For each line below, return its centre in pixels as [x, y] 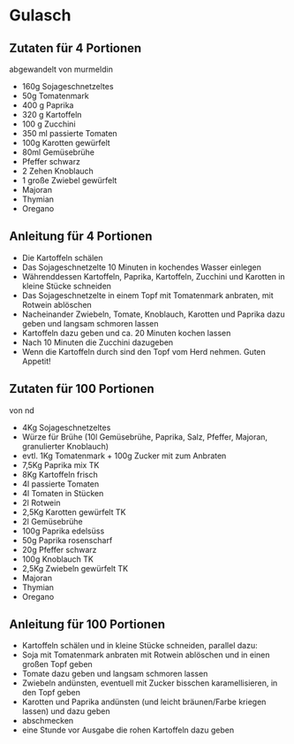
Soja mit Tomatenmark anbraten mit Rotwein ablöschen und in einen [146, 655]
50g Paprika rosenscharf [67, 540]
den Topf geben [51, 693]
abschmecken [48, 721]
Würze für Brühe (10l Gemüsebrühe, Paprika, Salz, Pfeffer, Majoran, [144, 437]
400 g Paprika [48, 105]
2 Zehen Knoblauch [58, 171]
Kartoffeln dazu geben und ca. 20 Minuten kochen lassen [126, 333]
